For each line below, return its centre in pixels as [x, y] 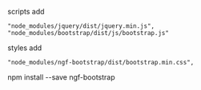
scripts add [26, 12]
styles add [25, 48]
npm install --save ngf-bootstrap [61, 77]
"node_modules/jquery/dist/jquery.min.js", [81, 26]
